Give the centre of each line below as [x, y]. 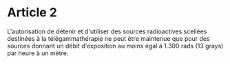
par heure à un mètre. [38, 53]
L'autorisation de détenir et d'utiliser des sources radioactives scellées [107, 31]
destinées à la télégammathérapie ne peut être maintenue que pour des [108, 38]
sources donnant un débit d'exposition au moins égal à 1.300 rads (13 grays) [115, 46]
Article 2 [32, 13]
